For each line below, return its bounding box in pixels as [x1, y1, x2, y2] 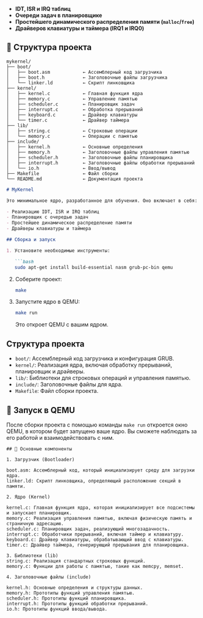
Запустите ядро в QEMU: [15, 298, 80, 306]
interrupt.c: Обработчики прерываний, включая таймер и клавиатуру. [6, 531, 184, 537]
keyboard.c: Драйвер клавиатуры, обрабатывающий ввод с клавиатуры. [6, 536, 184, 542]
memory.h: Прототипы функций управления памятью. [6, 590, 135, 596]
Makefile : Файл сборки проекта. [15, 387, 99, 395]
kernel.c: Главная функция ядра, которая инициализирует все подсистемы [6, 505, 195, 511]
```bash [14, 259, 34, 265]
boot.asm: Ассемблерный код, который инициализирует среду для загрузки [6, 467, 195, 473]
